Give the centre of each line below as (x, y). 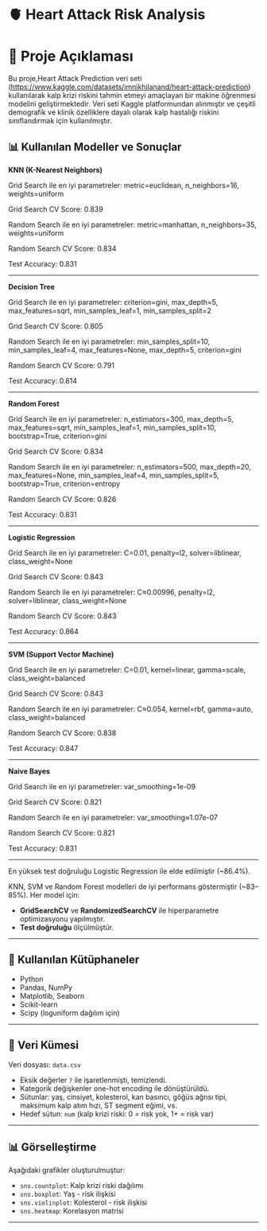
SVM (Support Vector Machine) (61, 654)
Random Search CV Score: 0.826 (62, 499)
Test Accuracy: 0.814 (43, 380)
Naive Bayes (29, 771)
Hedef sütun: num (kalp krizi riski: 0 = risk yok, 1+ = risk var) (117, 1113)
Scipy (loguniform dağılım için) (70, 1013)
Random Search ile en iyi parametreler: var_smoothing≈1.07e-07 (113, 817)
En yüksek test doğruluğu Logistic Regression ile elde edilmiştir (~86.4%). (129, 871)
